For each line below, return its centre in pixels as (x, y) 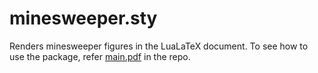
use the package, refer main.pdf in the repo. (100, 56)
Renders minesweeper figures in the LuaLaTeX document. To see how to (159, 46)
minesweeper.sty (83, 18)
